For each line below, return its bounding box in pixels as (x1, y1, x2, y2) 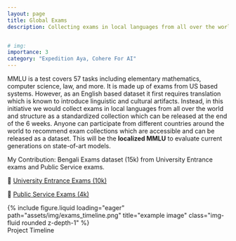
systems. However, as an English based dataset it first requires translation (7, 89, 221, 98)
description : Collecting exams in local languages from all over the (7, 23, 216, 30)
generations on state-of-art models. (7, 142, 111, 150)
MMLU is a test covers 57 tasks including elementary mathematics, (7, 74, 202, 83)
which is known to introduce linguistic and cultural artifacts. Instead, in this (7, 97, 223, 105)
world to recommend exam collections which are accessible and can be (7, 127, 215, 135)
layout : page (7, 10, 46, 18)
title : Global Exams (7, 17, 68, 24)
